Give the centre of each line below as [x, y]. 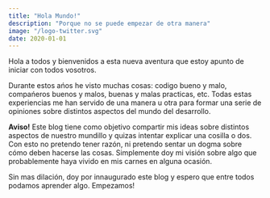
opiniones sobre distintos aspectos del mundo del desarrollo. [110, 112]
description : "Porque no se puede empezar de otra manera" [110, 23]
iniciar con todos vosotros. [52, 70]
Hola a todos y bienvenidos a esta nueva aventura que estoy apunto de [126, 61]
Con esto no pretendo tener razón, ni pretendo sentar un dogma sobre [125, 144]
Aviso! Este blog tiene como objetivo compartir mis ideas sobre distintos [129, 127]
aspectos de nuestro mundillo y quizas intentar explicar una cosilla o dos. [130, 136]
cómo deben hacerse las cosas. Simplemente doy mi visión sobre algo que [133, 153]
